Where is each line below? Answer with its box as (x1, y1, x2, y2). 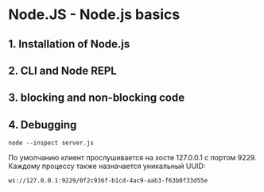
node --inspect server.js (8, 139, 94, 148)
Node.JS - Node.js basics (8, 6, 181, 24)
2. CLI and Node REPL (8, 63, 117, 77)
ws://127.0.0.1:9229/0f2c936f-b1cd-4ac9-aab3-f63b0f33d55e (8, 177, 208, 185)
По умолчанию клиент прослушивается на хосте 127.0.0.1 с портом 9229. (8, 153, 257, 163)
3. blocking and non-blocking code (8, 91, 185, 105)
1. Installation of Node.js (8, 37, 130, 51)
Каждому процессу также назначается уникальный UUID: (8, 161, 206, 171)
